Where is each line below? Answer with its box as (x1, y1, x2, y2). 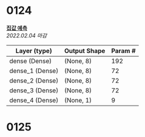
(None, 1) (64, 96, 92, 104)
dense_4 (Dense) (9, 96, 59, 104)
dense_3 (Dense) (9, 86, 59, 94)
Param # (111, 46, 136, 55)
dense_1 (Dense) (9, 66, 59, 75)
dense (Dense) (9, 57, 52, 65)
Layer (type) (15, 46, 53, 55)
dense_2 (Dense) (9, 76, 59, 84)
